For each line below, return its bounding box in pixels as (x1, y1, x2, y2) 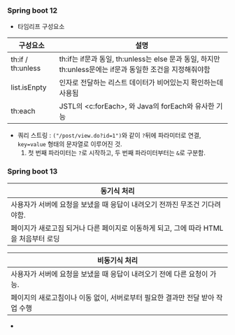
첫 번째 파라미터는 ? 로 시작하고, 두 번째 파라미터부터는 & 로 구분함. (27, 149, 206, 157)
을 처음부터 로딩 (10, 234, 60, 243)
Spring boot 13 (7, 166, 58, 176)
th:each (10, 106, 36, 116)
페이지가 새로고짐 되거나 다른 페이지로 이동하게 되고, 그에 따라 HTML (10, 223, 224, 233)
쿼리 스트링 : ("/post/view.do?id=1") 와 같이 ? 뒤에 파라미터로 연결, (17, 131, 201, 140)
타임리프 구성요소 (17, 22, 65, 31)
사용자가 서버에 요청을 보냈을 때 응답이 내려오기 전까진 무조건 (10, 199, 200, 209)
